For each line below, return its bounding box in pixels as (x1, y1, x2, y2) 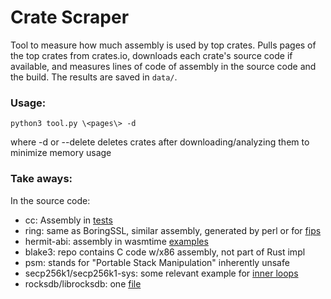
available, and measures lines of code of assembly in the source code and (10, 60, 317, 72)
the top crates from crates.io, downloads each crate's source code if (10, 49, 293, 61)
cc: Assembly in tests (24, 214, 113, 226)
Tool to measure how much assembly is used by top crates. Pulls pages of (10, 39, 317, 51)
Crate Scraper (10, 6, 130, 29)
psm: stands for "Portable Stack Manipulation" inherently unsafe (24, 256, 290, 268)
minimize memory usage (10, 147, 112, 159)
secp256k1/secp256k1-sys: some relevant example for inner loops (24, 267, 299, 279)
